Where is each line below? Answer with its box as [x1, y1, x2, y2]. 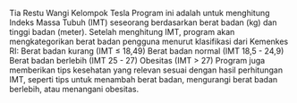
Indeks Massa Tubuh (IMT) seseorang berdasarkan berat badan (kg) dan [9, 17, 277, 28]
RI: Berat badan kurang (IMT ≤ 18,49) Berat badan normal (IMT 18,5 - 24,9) [9, 46, 284, 56]
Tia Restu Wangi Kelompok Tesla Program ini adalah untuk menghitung [9, 8, 270, 18]
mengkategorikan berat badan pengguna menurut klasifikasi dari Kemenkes [9, 36, 289, 47]
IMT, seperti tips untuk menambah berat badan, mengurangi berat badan [9, 74, 278, 84]
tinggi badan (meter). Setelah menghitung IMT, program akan [9, 27, 235, 37]
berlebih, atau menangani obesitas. [9, 84, 140, 94]
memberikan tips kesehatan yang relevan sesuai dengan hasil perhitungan [9, 64, 284, 75]
